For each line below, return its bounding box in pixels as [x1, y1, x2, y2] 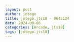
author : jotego [5, 12, 37, 16]
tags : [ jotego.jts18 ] [5, 29, 50, 34]
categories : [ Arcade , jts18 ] [5, 25, 65, 30]
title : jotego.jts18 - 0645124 [5, 16, 70, 21]
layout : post [5, 7, 32, 12]
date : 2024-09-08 [5, 20, 41, 26]
